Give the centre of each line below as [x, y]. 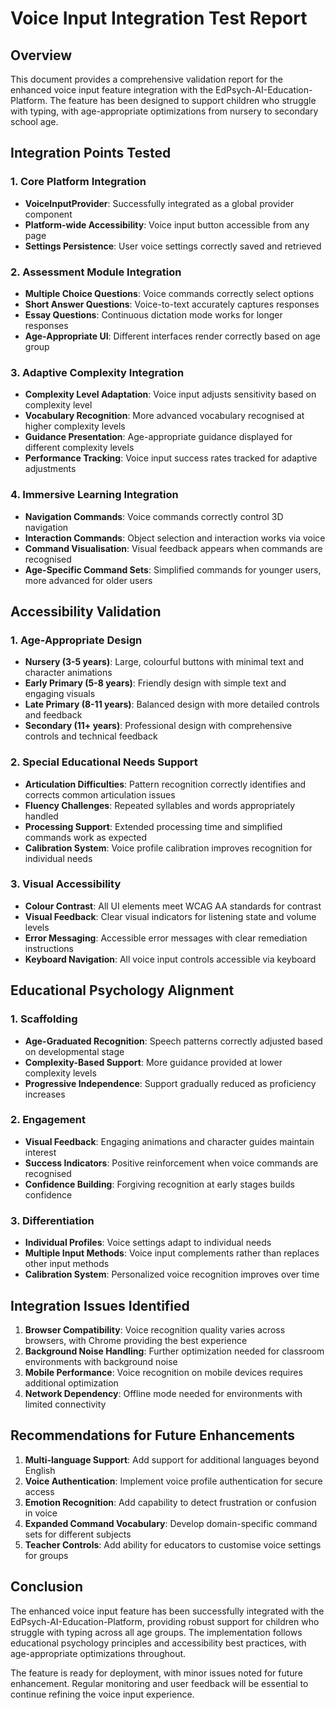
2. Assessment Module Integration [96, 272]
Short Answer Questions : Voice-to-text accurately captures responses [172, 304]
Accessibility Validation [86, 611]
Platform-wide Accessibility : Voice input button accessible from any [167, 224]
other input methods [67, 1264]
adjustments [50, 469]
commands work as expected [86, 837]
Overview [41, 55]
